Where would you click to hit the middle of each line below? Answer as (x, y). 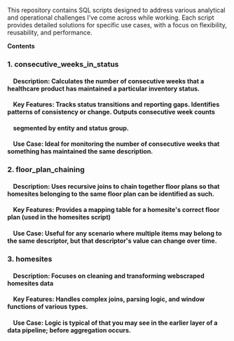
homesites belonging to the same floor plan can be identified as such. (111, 194)
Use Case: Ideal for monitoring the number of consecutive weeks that (116, 144)
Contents (21, 46)
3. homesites (30, 259)
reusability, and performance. (50, 32)
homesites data (30, 283)
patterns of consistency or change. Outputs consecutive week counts (111, 112)
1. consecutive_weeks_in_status (63, 64)
